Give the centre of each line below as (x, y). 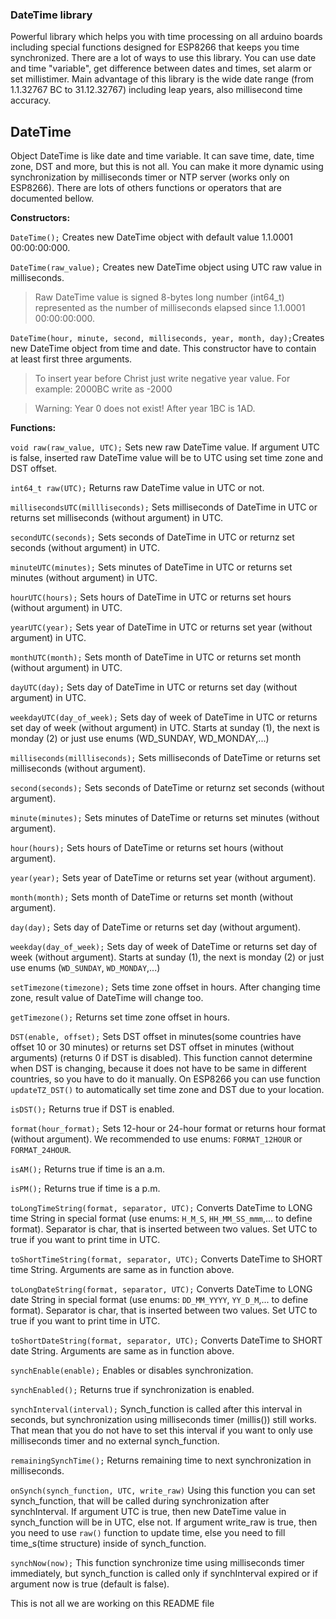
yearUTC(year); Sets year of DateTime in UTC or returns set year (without (161, 627)
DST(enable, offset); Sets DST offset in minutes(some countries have (156, 1037)
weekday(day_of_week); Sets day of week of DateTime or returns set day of (164, 947)
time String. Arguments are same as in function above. (122, 1270)
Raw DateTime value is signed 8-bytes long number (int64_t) (159, 297)
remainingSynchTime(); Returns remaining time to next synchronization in (161, 1460)
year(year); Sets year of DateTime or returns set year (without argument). (163, 878)
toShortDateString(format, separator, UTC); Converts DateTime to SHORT (166, 1340)
